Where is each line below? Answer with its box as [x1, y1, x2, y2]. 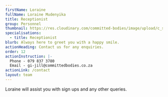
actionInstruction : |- [5, 53, 52, 59]
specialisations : [5, 30, 41, 35]
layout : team [5, 72, 32, 77]
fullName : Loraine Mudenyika [5, 12, 66, 17]
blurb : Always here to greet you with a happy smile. [5, 40, 120, 45]
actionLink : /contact [5, 68, 50, 73]
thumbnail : [5, 26, 28, 31]
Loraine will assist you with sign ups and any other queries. [5, 86, 127, 92]
